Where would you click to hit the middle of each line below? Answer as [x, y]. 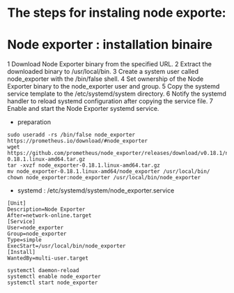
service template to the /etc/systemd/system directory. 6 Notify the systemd [117, 94]
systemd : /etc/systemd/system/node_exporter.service [96, 190]
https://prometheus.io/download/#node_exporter [78, 141]
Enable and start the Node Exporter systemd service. [83, 109]
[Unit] [17, 204]
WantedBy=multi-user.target [48, 258]
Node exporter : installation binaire [110, 45]
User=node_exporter [36, 228]
